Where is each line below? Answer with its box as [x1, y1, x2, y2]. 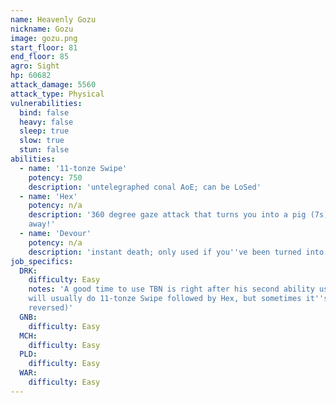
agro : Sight [10, 61, 60, 71]
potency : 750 [28, 172, 83, 183]
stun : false [19, 145, 70, 155]
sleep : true [19, 126, 70, 136]
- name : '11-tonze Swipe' [19, 163, 128, 173]
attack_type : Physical [10, 89, 105, 99]
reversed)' [28, 303, 74, 313]
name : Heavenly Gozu [10, 14, 97, 25]
